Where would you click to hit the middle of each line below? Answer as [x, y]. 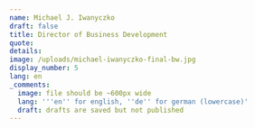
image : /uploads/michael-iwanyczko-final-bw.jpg [103, 59]
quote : [22, 43]
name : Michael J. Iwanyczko [62, 18]
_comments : [30, 85]
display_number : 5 [44, 69]
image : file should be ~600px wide [85, 93]
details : [26, 51]
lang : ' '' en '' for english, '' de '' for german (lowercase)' [133, 101]
